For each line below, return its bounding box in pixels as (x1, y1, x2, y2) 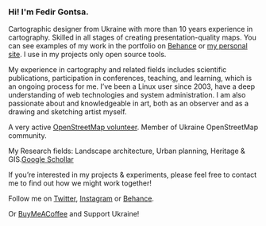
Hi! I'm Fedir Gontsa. (8, 6, 89, 17)
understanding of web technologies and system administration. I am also (8, 90, 246, 100)
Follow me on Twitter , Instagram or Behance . (8, 193, 155, 204)
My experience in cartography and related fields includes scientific (8, 65, 227, 75)
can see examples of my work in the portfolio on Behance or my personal (8, 41, 248, 51)
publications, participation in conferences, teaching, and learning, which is (8, 74, 253, 83)
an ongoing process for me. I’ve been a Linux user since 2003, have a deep (8, 82, 256, 91)
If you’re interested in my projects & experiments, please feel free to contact (8, 170, 257, 180)
